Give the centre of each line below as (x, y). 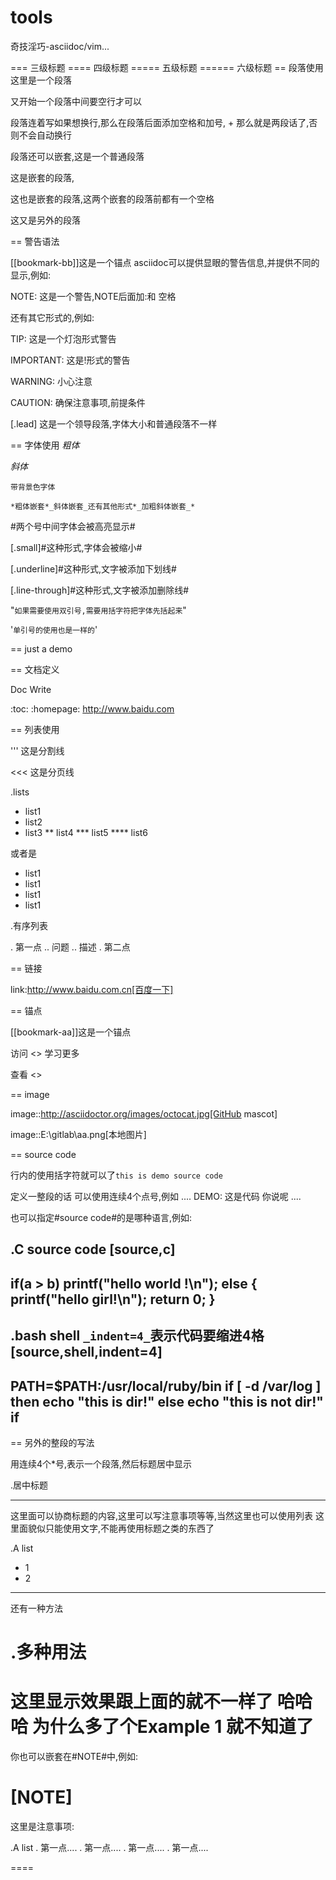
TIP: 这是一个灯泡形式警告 (63, 338)
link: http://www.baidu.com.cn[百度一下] (92, 989)
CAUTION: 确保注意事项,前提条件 (78, 402)
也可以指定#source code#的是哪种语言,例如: (101, 1217)
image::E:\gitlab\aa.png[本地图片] (78, 1134)
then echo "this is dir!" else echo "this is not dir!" (167, 1401)
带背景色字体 (33, 487)
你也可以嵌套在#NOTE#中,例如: (74, 1757)
